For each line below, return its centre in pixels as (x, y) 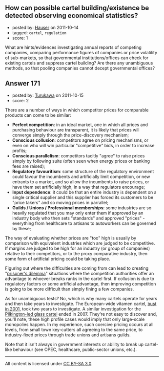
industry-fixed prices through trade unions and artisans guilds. (68, 335)
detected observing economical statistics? (72, 16)
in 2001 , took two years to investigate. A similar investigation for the (73, 309)
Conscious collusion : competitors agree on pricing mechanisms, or (80, 140)
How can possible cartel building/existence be (77, 8)
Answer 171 (23, 83)
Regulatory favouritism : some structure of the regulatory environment (83, 171)
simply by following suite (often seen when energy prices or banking (81, 161)
